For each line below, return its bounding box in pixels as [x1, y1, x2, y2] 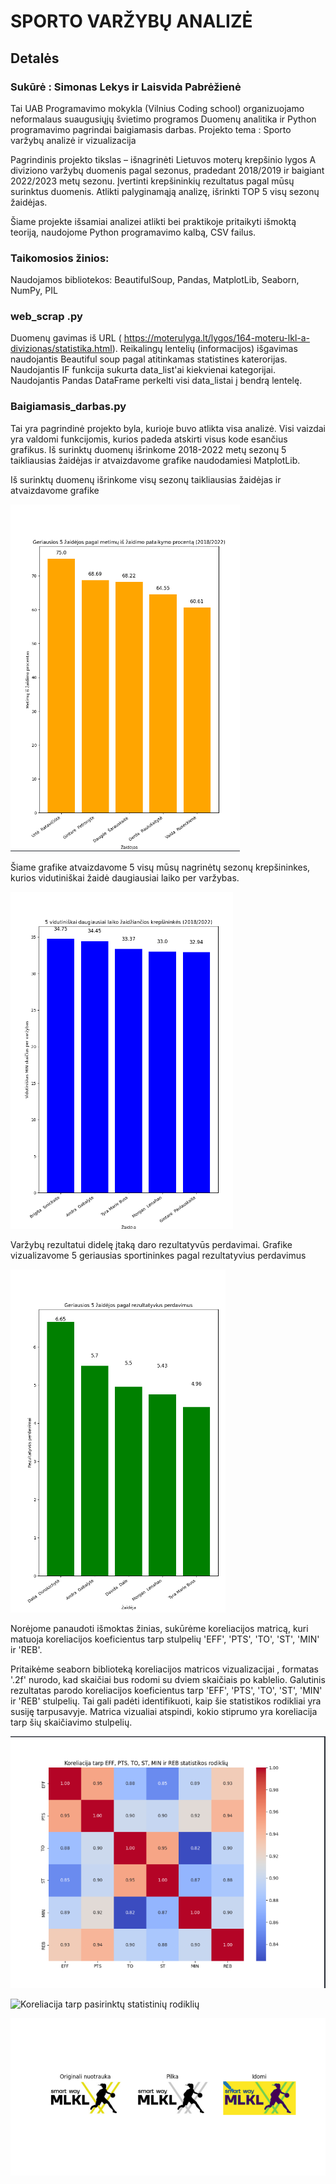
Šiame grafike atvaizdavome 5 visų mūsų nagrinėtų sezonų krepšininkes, [10, 861, 311, 873]
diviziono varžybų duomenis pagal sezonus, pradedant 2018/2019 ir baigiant [10, 164, 325, 176]
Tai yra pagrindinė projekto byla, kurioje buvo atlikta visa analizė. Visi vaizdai [10, 422, 326, 434]
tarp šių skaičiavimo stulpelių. [10, 1716, 133, 1728]
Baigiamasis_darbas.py [10, 400, 127, 414]
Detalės [10, 50, 60, 67]
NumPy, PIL [10, 285, 58, 297]
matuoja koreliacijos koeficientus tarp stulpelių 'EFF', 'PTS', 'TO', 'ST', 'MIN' [10, 1633, 320, 1645]
